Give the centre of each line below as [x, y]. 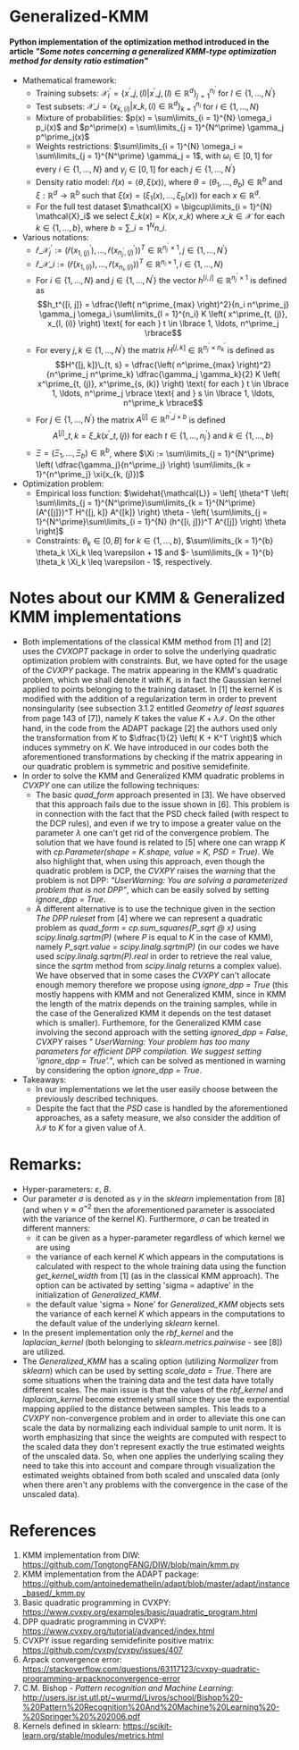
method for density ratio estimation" [79, 61]
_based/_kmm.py [54, 1594]
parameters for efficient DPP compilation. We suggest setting [148, 1051]
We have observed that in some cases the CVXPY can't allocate [153, 975]
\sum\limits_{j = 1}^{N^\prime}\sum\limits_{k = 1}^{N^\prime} [145, 503]
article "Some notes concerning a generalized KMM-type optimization [143, 51]
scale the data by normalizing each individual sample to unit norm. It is [152, 1428]
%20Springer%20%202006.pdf [81, 1717]
